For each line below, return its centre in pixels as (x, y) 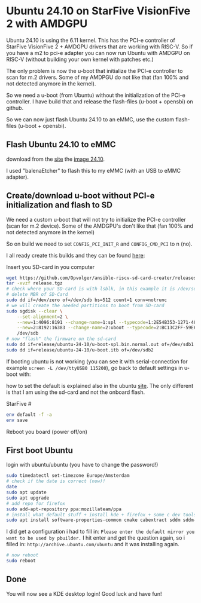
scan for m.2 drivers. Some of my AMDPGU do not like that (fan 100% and (98, 77)
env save (17, 420)
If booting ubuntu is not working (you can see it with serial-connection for (97, 361)
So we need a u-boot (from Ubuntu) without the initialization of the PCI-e (96, 95)
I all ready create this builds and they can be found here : (76, 255)
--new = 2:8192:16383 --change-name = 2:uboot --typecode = (87, 328)
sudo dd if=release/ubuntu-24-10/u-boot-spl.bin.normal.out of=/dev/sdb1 (100, 345)
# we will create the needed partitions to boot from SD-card (85, 305)
